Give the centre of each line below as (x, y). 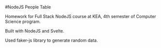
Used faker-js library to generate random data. (51, 40)
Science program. (23, 22)
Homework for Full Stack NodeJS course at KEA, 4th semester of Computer (80, 16)
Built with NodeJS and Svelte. (35, 31)
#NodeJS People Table (28, 7)
